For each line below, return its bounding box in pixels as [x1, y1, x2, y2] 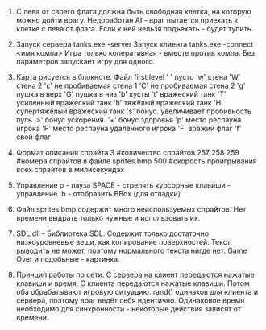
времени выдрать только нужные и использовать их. [15, 213, 201, 222]
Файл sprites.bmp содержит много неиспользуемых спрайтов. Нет [15, 204, 247, 214]
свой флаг [15, 132, 51, 142]
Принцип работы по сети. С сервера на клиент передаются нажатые [15, 270, 256, 279]
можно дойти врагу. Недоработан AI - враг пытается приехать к [15, 15, 239, 25]
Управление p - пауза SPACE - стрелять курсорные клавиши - [15, 180, 231, 190]
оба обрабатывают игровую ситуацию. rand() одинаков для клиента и [15, 287, 259, 296]
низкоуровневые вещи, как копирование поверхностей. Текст [15, 237, 231, 246]
